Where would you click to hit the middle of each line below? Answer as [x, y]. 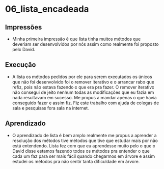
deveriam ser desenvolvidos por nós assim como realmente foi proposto [85, 44]
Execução [21, 65]
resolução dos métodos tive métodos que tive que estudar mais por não [85, 141]
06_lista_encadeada [47, 9]
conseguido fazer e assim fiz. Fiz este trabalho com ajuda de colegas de [85, 103]
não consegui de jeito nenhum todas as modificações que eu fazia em [83, 92]
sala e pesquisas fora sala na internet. [51, 108]
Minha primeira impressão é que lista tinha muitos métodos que [76, 39]
